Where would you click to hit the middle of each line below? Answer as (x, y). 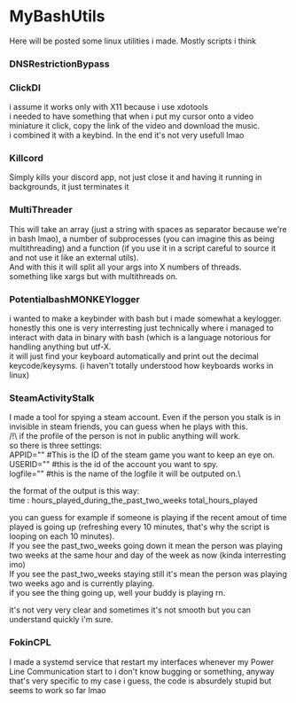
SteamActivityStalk (52, 398)
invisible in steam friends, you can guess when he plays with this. (129, 426)
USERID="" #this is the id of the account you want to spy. (114, 465)
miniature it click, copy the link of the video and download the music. (135, 126)
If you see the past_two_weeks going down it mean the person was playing (146, 546)
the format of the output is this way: (74, 491)
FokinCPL (30, 643)
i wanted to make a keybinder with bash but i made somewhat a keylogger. (145, 319)
